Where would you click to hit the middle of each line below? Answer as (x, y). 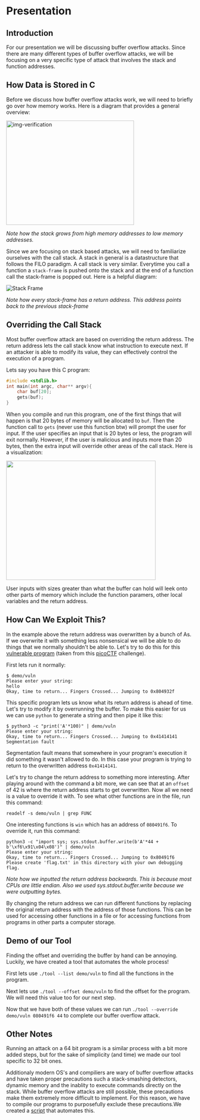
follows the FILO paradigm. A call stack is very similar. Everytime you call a (98, 264)
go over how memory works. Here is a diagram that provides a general (93, 106)
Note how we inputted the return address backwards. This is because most (99, 879)
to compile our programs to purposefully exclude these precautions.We (94, 1104)
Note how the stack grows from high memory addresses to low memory (95, 233)
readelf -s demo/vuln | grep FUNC (49, 813)
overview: (19, 112)
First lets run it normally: (36, 665)
